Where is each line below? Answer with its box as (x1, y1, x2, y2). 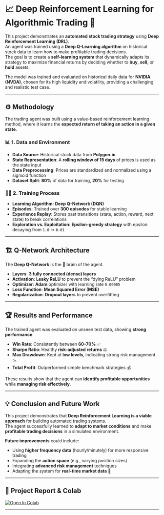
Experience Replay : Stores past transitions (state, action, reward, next (12, 211, 154, 217)
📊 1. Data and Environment (5, 139, 70, 145)
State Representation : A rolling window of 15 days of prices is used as (12, 157, 156, 163)
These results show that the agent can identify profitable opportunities (5, 376, 150, 382)
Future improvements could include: (5, 437, 80, 444)
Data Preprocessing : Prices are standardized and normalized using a (12, 167, 152, 173)
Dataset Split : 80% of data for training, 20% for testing (12, 178, 124, 184)
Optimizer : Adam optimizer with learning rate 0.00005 (12, 281, 121, 288)
